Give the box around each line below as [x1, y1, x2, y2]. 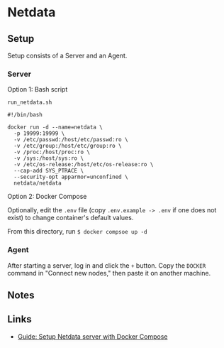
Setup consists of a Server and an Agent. [7, 51, 128, 60]
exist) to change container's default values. [7, 214, 134, 222]
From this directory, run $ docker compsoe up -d [7, 227, 147, 236]
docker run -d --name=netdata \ [7, 124, 103, 131]
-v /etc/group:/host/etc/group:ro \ [13, 143, 122, 150]
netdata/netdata [13, 180, 62, 187]
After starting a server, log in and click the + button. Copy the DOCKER [7, 261, 206, 270]
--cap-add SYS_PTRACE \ [13, 168, 84, 175]
